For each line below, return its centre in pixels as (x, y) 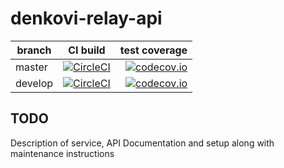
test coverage (153, 50)
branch (34, 50)
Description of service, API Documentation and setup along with (142, 143)
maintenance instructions (62, 153)
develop (34, 83)
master (31, 67)
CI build (87, 50)
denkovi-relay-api (86, 18)
